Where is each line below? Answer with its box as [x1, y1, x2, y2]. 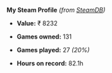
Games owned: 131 [16, 32, 72, 41]
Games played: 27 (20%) [16, 46, 90, 54]
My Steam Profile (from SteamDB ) [6, 6, 106, 14]
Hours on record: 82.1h [16, 59, 84, 67]
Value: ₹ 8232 [16, 19, 58, 27]
